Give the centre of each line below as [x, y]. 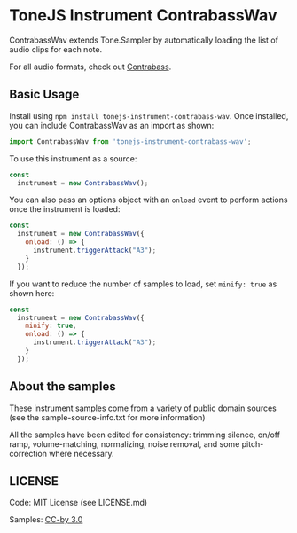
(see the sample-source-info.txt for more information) [107, 417]
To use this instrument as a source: [73, 158]
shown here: [32, 293]
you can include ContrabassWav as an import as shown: [112, 125]
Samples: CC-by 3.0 [46, 520]
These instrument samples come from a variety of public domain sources [143, 408]
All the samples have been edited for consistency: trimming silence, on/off [145, 435]
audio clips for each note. [56, 49]
